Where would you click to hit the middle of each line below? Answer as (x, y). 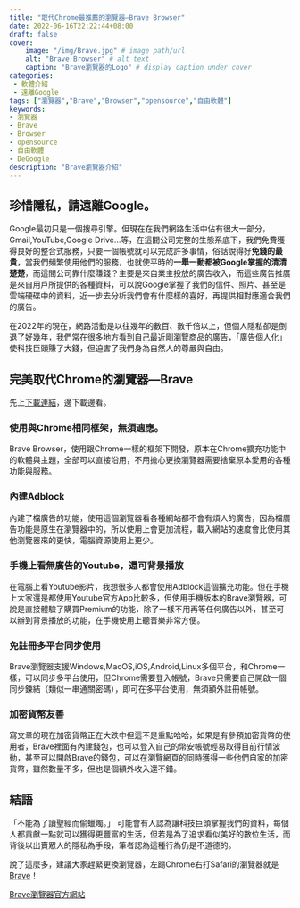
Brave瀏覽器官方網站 (47, 895)
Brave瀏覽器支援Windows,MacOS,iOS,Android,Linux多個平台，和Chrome (144, 667)
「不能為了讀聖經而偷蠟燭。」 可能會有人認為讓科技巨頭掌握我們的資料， (142, 823)
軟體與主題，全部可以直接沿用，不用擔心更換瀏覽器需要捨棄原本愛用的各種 (154, 460)
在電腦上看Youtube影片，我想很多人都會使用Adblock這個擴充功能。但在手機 (149, 586)
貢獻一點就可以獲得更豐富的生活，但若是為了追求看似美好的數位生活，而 (158, 834)
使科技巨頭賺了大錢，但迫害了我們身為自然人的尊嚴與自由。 (119, 349)
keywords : (28, 109)
